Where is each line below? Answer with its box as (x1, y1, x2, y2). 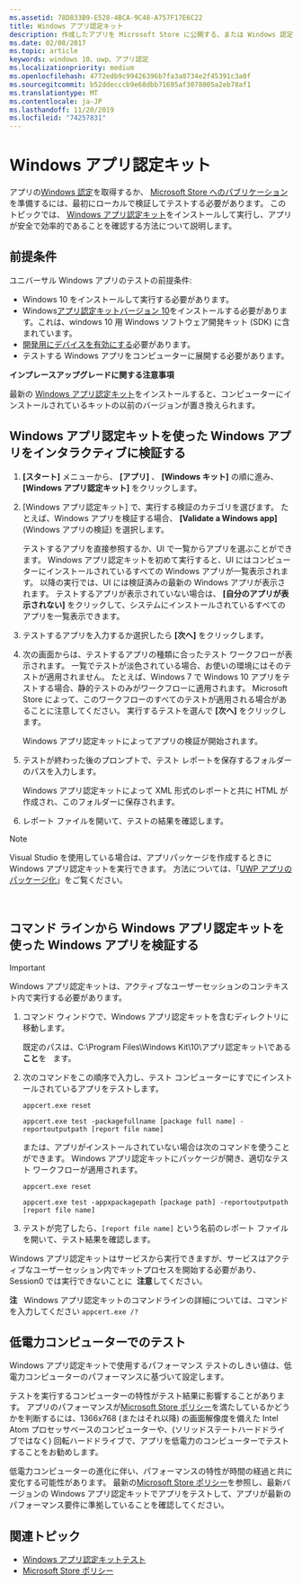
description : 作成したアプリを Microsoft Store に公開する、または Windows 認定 (9, 30, 294, 39)
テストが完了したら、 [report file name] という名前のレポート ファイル (22, 1222, 289, 1233)
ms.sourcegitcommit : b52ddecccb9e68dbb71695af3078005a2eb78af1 (9, 80, 252, 89)
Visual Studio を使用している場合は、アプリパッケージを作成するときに (9, 851, 272, 862)
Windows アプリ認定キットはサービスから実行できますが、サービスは (9, 1253, 267, 1264)
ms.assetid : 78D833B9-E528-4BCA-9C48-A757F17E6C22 (9, 13, 203, 22)
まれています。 (22, 328, 77, 338)
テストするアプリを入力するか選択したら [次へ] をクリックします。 (22, 629, 269, 640)
